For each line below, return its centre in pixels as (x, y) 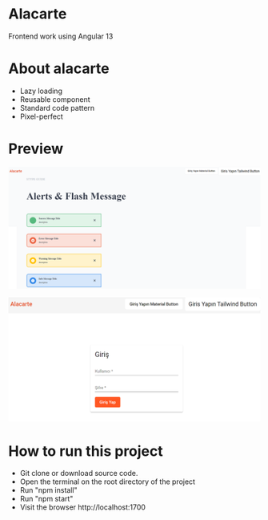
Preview (36, 149)
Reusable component (55, 99)
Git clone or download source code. (79, 473)
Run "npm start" (46, 499)
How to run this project (86, 451)
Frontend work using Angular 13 (61, 36)
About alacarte (59, 69)
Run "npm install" (48, 490)
